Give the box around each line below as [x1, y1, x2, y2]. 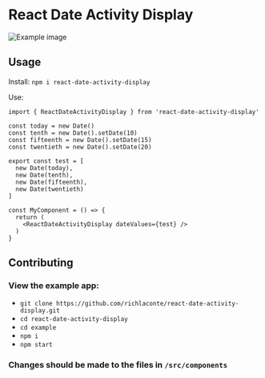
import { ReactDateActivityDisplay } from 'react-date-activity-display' [8, 108, 260, 116]
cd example [19, 323, 57, 332]
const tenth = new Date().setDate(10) [8, 128, 138, 137]
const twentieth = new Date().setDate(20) [8, 143, 152, 151]
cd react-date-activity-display [19, 315, 128, 323]
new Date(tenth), [15, 171, 74, 179]
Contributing [8, 256, 74, 270]
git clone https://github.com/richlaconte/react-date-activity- [19, 299, 239, 308]
